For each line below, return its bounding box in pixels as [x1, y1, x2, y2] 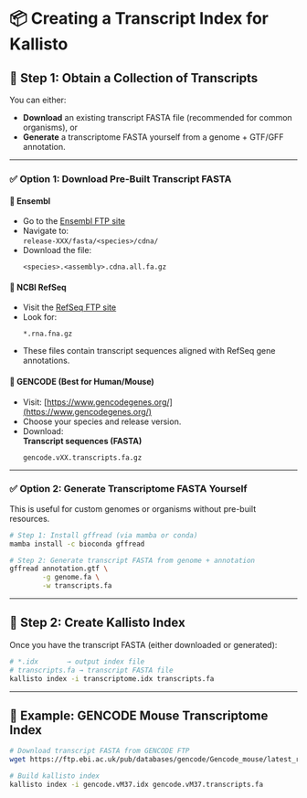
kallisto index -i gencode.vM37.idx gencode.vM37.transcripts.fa [9, 780, 263, 789]
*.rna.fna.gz [22, 329, 73, 339]
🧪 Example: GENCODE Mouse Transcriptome [9, 708, 269, 723]
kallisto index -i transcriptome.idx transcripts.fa [9, 674, 215, 683]
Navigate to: [22, 226, 69, 237]
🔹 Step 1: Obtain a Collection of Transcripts [9, 70, 259, 86]
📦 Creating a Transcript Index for [9, 8, 270, 29]
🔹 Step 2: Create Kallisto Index [9, 615, 185, 631]
